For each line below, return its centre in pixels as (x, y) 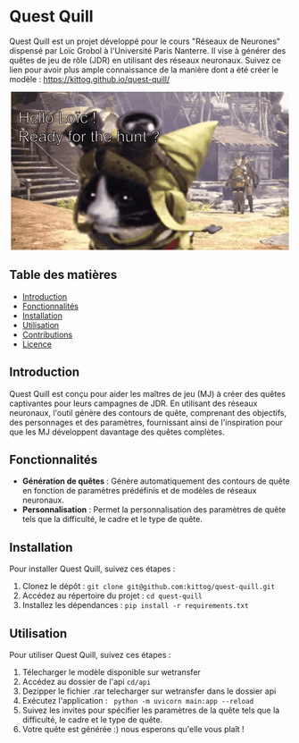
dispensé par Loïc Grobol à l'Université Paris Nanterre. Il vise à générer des (148, 50)
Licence (37, 344)
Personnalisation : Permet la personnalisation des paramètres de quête (154, 510)
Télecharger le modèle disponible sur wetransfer (111, 672)
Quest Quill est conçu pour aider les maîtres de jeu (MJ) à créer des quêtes (147, 393)
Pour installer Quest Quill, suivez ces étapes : (92, 569)
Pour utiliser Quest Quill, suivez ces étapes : (90, 655)
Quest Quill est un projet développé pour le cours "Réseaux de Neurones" (145, 41)
